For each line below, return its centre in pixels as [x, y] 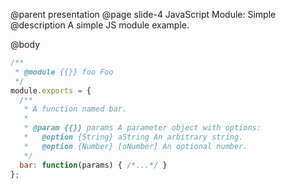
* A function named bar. [75, 109]
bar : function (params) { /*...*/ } [93, 165]
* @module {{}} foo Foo [64, 72]
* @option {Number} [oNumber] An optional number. [135, 146]
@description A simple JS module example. [100, 25]
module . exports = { [51, 90]
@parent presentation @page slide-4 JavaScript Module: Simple [143, 14]
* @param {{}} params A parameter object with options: [142, 128]
